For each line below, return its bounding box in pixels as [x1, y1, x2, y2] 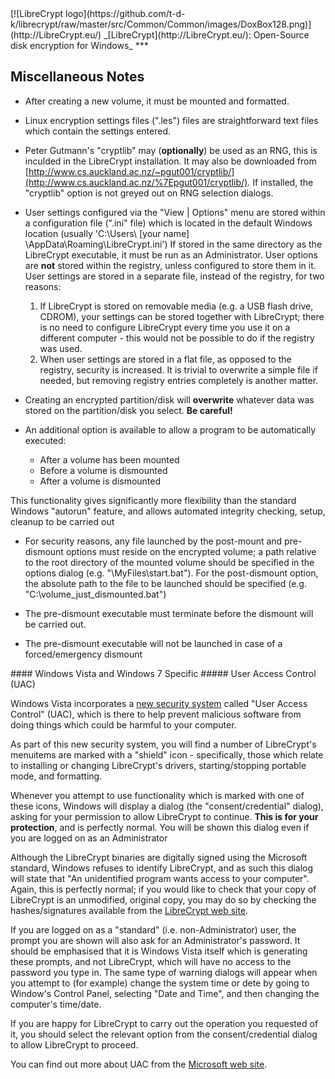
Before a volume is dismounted [39, 464, 168, 476]
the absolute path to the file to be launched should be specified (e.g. [24, 577, 307, 589]
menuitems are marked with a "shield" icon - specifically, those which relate [10, 748, 324, 761]
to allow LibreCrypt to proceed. [10, 1038, 139, 1051]
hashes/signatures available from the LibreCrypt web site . [10, 904, 249, 916]
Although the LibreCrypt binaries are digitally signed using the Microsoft [10, 851, 308, 863]
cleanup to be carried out [10, 515, 115, 527]
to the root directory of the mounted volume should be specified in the [24, 556, 315, 568]
